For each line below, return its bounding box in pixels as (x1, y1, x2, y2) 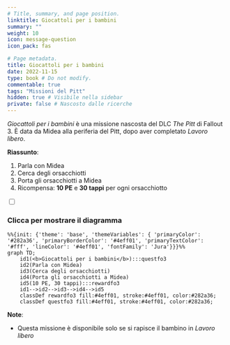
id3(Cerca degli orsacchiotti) (20, 268, 111, 275)
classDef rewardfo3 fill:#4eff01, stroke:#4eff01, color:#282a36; (20, 292, 217, 300)
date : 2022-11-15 (7, 68, 58, 75)
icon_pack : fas (7, 43, 52, 49)
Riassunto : (7, 148, 39, 156)
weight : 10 (7, 29, 39, 37)
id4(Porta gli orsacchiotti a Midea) (20, 274, 130, 281)
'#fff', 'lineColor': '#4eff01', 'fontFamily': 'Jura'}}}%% (7, 243, 186, 251)
